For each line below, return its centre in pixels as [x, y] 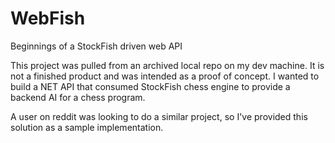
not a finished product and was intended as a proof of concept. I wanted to [165, 76]
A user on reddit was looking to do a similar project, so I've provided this [159, 116]
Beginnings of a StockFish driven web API [96, 46]
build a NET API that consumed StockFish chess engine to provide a [150, 86]
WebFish [48, 18]
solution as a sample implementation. [87, 127]
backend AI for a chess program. [78, 97]
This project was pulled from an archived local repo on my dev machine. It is [167, 65]
